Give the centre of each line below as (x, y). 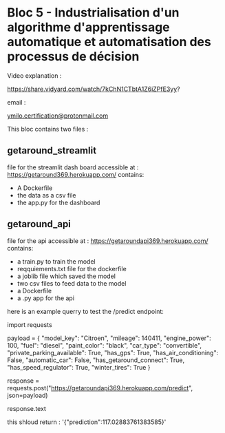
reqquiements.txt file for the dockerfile (72, 268)
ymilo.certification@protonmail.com (58, 116)
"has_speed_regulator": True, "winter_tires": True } (79, 367)
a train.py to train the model (56, 261)
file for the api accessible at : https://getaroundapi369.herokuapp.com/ (108, 241)
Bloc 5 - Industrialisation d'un (94, 13)
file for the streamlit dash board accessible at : (73, 167)
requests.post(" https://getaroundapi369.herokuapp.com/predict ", (100, 388)
